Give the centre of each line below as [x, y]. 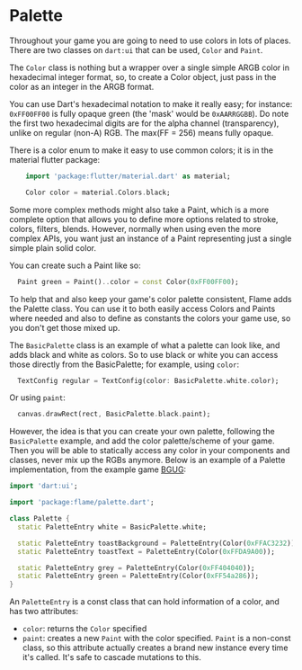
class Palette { [40, 519]
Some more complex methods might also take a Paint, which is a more [139, 210]
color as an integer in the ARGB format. [82, 86]
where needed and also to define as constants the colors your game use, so [150, 318]
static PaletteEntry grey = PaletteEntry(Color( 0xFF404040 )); [136, 567]
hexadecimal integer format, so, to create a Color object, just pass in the [143, 76]
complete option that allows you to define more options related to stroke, [144, 219]
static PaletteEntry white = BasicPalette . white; [112, 527]
